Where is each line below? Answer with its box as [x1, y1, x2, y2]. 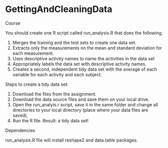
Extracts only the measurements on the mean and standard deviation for [12, 45, 162, 51]
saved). [12, 112, 29, 118]
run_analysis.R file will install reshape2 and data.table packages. [5, 137, 138, 143]
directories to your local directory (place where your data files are [12, 107, 148, 113]
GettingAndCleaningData [5, 4, 113, 15]
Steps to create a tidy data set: [5, 81, 69, 87]
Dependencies [5, 127, 36, 133]
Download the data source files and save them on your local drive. [12, 96, 149, 102]
